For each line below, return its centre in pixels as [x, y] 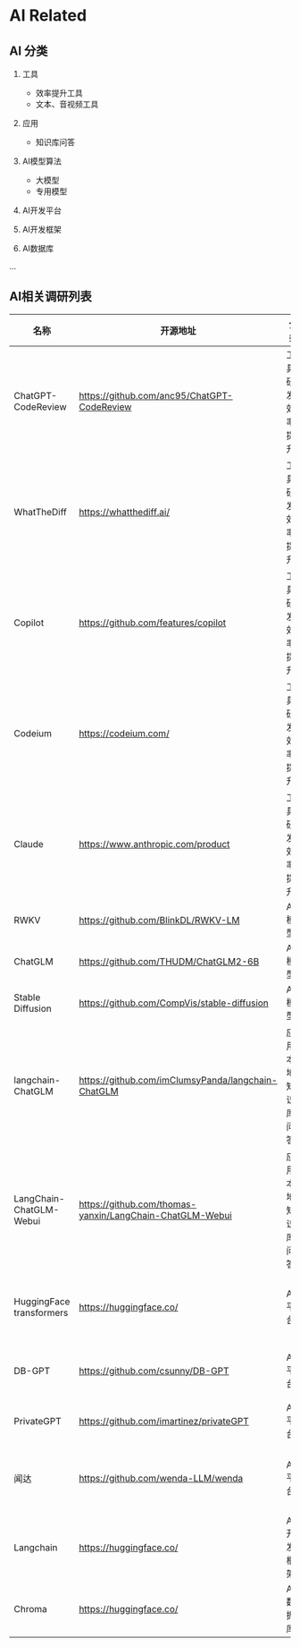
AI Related [48, 16]
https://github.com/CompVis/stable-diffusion [174, 1003]
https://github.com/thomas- [138, 1204]
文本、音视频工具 [67, 104]
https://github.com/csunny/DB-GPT [154, 1371]
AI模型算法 [42, 161]
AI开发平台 [42, 210]
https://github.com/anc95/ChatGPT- [156, 395]
